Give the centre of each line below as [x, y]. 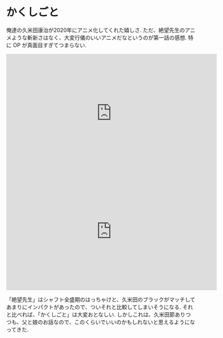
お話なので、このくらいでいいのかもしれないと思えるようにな [119, 322]
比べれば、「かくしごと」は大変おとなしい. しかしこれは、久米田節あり [98, 314]
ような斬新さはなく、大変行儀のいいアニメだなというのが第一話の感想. [99, 37]
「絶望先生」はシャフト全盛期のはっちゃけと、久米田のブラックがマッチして [101, 299]
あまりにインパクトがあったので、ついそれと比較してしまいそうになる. [94, 307]
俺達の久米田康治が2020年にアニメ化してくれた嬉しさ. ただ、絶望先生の [96, 30]
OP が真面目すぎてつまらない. [50, 45]
